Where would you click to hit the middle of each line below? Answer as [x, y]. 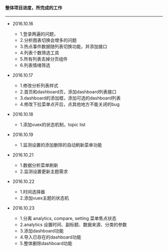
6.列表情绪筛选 [35, 65]
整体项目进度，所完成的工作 [34, 7]
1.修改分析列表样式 [39, 85]
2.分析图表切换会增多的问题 [48, 40]
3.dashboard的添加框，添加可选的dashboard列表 [70, 98]
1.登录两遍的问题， [39, 34]
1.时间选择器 [32, 192]
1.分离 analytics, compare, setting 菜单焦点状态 [68, 218]
